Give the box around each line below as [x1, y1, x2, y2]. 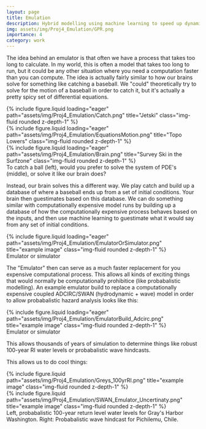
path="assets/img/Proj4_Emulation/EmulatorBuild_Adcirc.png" [6, 315, 164, 322]
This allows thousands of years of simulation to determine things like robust [6, 340, 197, 347]
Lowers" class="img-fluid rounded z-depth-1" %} [6, 138, 132, 144]
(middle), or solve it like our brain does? [6, 170, 106, 177]
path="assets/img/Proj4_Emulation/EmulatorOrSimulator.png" [6, 239, 162, 247]
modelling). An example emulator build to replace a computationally [6, 284, 177, 291]
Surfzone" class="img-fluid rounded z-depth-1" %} [6, 157, 136, 164]
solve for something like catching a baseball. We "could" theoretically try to [6, 80, 197, 88]
